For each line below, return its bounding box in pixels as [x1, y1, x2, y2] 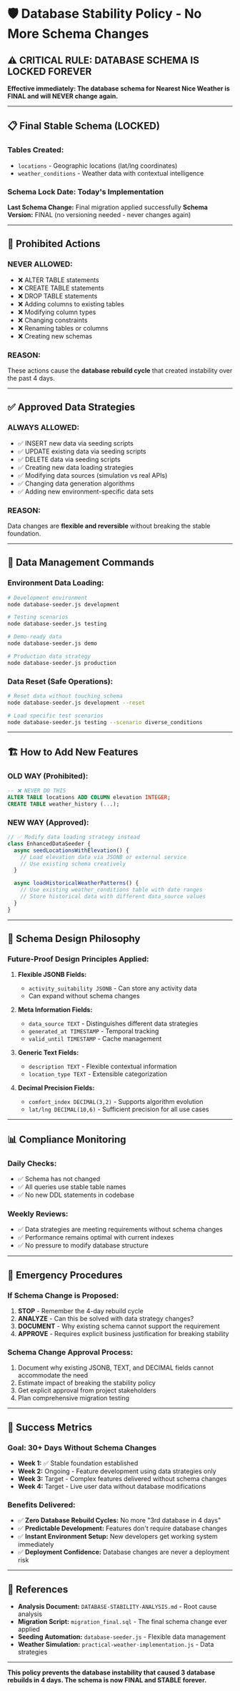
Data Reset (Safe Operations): [7, 676, 114, 686]
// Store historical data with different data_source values [20, 893, 206, 900]
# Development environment [7, 594, 88, 601]
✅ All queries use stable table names [17, 1183, 126, 1191]
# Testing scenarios [7, 613, 69, 621]
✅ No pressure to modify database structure [17, 1241, 149, 1250]
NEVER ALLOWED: [7, 259, 73, 269]
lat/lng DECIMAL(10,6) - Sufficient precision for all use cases [28, 1105, 209, 1114]
